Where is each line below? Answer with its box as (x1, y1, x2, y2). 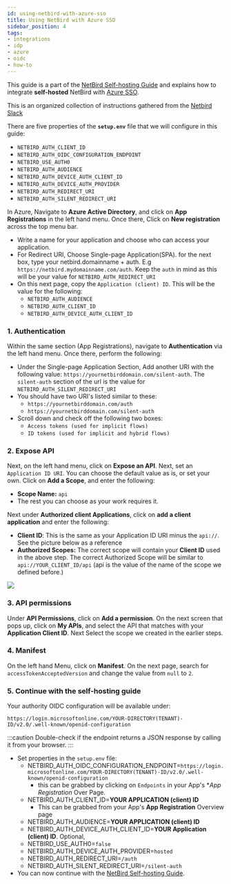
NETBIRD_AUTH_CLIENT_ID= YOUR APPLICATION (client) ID (27, 796, 199, 804)
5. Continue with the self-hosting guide (7, 686, 141, 695)
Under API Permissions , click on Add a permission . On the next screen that (7, 614, 223, 622)
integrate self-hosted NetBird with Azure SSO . (7, 88, 139, 96)
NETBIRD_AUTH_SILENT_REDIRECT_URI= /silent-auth (27, 862, 183, 870)
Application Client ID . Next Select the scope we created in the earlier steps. (7, 628, 223, 637)
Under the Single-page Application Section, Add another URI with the (17, 362, 214, 370)
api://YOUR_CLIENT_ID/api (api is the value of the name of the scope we (17, 561, 222, 569)
